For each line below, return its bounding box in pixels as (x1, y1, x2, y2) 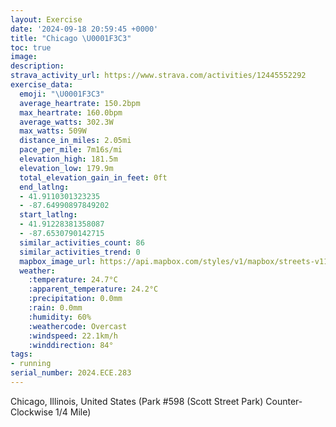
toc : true (10, 42, 52, 53)
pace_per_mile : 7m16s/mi (19, 145, 123, 155)
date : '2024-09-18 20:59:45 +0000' (10, 24, 159, 34)
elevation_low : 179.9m (19, 163, 114, 173)
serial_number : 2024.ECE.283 (10, 368, 132, 378)
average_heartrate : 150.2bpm (19, 98, 141, 108)
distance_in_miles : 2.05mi (19, 136, 132, 146)
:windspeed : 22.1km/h (28, 331, 118, 341)
